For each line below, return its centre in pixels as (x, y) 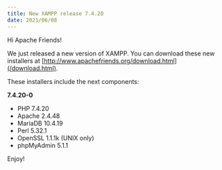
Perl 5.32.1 (32, 130)
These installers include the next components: (73, 81)
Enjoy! (16, 159)
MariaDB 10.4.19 (40, 123)
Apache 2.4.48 (39, 116)
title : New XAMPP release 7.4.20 (55, 14)
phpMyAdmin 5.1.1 (42, 145)
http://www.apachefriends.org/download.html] (110, 60)
